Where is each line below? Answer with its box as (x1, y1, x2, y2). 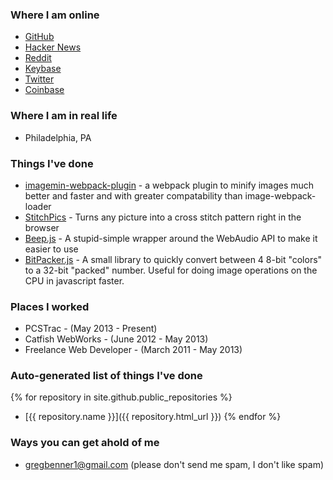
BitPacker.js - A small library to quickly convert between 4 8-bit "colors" (24, 253, 323, 265)
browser (24, 221, 60, 233)
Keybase (24, 63, 62, 75)
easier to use (24, 243, 79, 255)
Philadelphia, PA (24, 131, 92, 143)
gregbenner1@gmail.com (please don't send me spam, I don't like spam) (24, 458, 325, 470)
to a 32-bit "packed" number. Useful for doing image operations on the (24, 264, 318, 276)
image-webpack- (244, 189, 317, 202)
